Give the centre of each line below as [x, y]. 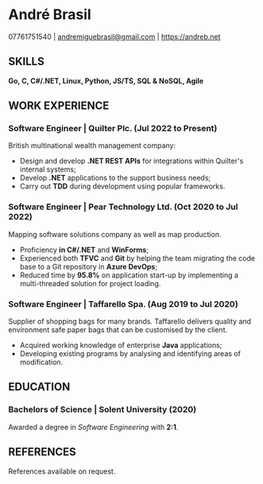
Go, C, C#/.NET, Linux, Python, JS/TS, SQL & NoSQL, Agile [106, 80]
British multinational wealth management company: [92, 145]
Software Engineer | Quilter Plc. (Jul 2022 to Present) [113, 129]
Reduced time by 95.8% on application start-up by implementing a [129, 275]
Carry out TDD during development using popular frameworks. [122, 186]
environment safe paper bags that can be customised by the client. [118, 330]
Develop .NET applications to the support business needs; [115, 178]
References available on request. [62, 471]
